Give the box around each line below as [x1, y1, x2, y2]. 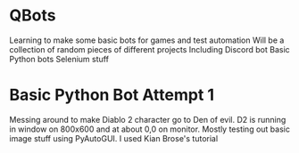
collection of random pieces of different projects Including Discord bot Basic [9, 44, 290, 54]
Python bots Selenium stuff [9, 53, 110, 64]
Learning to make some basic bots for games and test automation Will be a [9, 35, 285, 45]
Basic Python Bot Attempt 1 [9, 85, 215, 105]
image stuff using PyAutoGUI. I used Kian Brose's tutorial [9, 133, 219, 143]
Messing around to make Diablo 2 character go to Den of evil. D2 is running [9, 114, 287, 125]
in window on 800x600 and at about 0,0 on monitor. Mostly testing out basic [9, 124, 290, 134]
